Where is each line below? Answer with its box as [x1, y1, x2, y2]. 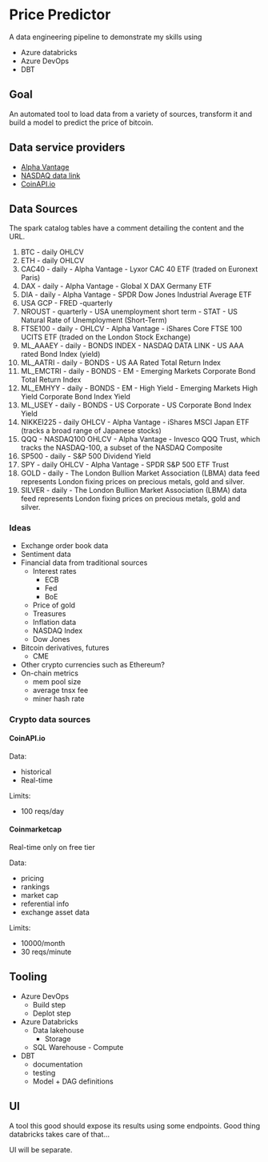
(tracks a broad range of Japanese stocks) [20, 426, 162, 435]
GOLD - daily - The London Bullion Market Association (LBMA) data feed [20, 468, 260, 478]
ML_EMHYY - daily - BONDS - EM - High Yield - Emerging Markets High [20, 383, 258, 393]
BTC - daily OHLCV [20, 247, 84, 257]
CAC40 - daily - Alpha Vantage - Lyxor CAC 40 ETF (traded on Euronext [20, 264, 258, 274]
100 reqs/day [20, 806, 65, 815]
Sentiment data [20, 549, 71, 559]
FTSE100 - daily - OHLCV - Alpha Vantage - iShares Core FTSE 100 [20, 324, 242, 334]
